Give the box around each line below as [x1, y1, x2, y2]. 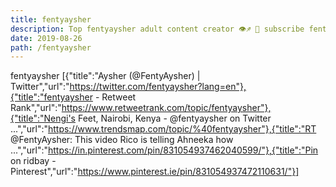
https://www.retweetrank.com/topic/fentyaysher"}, [61, 102, 272, 114]
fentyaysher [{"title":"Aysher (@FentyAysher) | [10, 70, 201, 82]
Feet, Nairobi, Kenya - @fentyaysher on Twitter [77, 112, 272, 125]
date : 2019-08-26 [10, 33, 83, 43]
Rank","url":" [10, 102, 62, 114]
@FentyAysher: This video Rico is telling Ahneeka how [10, 134, 234, 146]
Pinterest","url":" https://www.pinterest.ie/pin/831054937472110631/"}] [10, 166, 300, 178]
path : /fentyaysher [10, 42, 92, 53]
